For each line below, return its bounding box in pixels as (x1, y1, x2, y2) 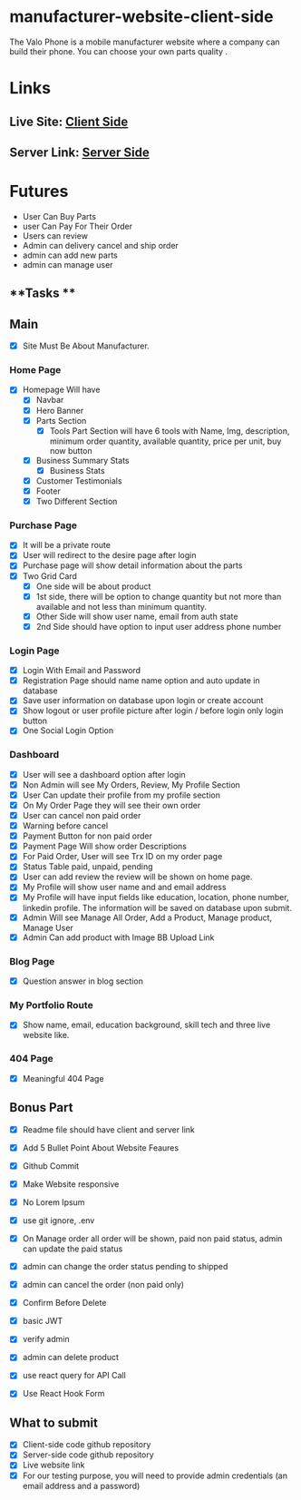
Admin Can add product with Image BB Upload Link (22, 932, 215, 943)
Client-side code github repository (22, 1439, 151, 1450)
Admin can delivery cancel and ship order (22, 240, 180, 250)
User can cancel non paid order (22, 809, 141, 820)
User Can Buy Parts (22, 211, 97, 221)
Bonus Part (9, 1100, 73, 1115)
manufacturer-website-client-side (9, 6, 274, 27)
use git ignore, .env (22, 1214, 95, 1226)
